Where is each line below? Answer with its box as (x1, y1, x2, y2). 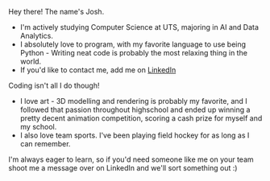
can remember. (19, 139, 71, 148)
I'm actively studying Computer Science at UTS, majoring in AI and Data (19, 23, 260, 31)
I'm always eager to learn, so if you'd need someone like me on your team (8, 154, 254, 164)
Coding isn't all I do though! (8, 80, 100, 90)
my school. (19, 122, 57, 131)
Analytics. (19, 31, 54, 40)
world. (19, 56, 42, 66)
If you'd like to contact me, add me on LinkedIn (19, 65, 177, 75)
